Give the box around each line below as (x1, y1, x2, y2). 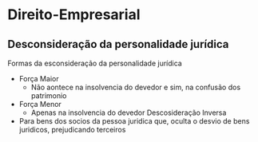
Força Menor (18, 100, 62, 108)
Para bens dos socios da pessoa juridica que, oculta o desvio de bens (18, 116, 250, 125)
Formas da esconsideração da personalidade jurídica (7, 58, 183, 68)
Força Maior (18, 74, 59, 83)
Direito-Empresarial (7, 6, 141, 24)
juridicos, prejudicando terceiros (18, 125, 126, 134)
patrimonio (30, 91, 67, 101)
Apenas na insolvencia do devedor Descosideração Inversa (30, 108, 227, 117)
